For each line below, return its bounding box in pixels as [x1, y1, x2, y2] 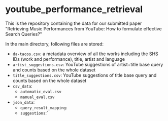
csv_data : [12, 83, 33, 89]
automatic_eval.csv [20, 89, 62, 94]
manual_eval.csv [20, 95, 55, 100]
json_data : [12, 99, 35, 105]
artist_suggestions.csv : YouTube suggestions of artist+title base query [12, 61, 163, 67]
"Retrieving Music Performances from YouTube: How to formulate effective [5, 25, 162, 31]
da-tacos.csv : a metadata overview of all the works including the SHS [12, 51, 158, 57]
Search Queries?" [5, 31, 42, 37]
